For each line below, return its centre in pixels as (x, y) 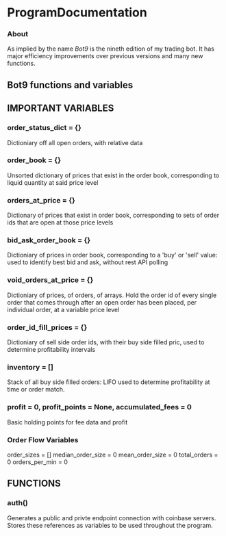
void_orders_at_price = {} (50, 280)
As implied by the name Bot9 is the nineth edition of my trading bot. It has (111, 49)
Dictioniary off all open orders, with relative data (75, 142)
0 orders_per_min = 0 (38, 462)
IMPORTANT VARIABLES (61, 109)
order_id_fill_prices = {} (47, 327)
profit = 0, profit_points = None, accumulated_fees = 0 (99, 407)
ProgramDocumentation (77, 13)
